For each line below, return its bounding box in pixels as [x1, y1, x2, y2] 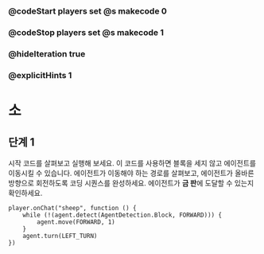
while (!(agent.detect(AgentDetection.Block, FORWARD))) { [22, 211, 223, 219]
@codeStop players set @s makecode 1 [8, 26, 165, 37]
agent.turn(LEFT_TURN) [22, 232, 98, 240]
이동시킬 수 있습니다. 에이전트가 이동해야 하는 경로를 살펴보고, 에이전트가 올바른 [8, 168, 254, 178]
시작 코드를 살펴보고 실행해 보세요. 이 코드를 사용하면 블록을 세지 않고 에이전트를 [8, 158, 257, 168]
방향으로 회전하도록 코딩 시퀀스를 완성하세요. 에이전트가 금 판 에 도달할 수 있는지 [8, 178, 254, 188]
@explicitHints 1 [8, 69, 72, 80]
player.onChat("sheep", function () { [8, 204, 137, 212]
